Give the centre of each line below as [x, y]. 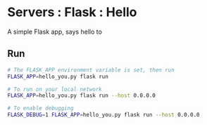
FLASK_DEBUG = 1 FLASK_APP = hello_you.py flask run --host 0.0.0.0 [103, 115]
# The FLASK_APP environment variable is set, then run [91, 70]
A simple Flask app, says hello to [55, 32]
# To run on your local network [55, 89]
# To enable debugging [40, 108]
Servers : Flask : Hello [72, 12]
